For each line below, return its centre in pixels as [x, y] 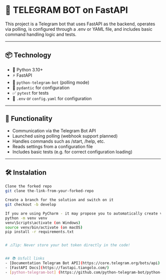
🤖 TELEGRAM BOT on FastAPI [67, 10]
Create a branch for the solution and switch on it [59, 200]
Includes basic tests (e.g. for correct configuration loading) [72, 152]
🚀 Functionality [29, 119]
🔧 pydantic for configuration [41, 87]
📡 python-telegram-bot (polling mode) [51, 82]
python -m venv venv [26, 218]
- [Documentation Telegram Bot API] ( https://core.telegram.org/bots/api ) [83, 263]
